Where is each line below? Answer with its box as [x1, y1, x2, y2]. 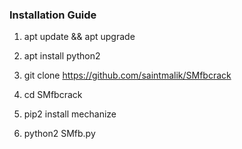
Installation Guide [9, 8, 97, 22]
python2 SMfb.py [23, 128, 96, 140]
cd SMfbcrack [23, 89, 83, 101]
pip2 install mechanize [23, 108, 117, 120]
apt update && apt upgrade [23, 31, 136, 43]
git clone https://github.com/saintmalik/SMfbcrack [23, 69, 232, 82]
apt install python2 [23, 50, 101, 62]
